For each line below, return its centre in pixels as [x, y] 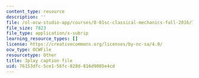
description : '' [26, 17]
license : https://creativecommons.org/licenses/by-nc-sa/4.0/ [84, 45]
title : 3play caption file [39, 60]
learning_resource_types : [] [42, 39]
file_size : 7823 [26, 28]
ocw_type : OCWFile [29, 50]
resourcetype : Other [32, 55]
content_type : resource [36, 11]
